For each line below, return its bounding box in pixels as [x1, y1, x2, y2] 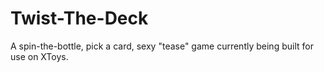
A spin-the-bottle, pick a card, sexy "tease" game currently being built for [10, 40, 314, 52]
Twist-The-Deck [10, 7, 149, 30]
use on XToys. [10, 50, 69, 62]
